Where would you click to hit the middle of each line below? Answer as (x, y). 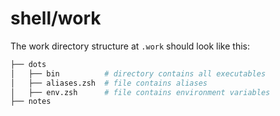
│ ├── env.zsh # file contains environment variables (140, 92)
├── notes (31, 102)
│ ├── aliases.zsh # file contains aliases (109, 83)
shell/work (56, 18)
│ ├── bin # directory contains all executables (138, 73)
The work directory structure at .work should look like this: (130, 46)
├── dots (28, 64)
